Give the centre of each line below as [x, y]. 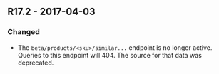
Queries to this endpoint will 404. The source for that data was [109, 55]
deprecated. [36, 63]
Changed [24, 32]
